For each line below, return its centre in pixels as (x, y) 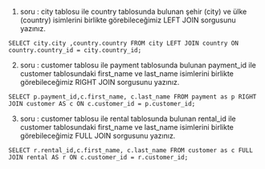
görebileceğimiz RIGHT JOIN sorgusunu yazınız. (100, 82)
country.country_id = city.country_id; (75, 50)
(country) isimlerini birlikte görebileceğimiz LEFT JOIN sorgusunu (128, 20)
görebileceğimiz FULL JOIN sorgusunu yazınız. (98, 136)
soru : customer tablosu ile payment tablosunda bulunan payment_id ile (138, 65)
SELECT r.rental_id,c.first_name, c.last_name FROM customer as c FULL (130, 151)
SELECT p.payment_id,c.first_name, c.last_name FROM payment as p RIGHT (132, 97)
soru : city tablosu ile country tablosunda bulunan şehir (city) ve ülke (133, 12)
